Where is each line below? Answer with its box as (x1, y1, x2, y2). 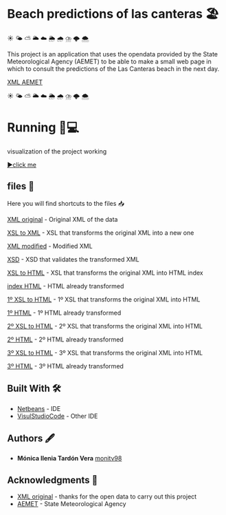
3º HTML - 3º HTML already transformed (7, 361, 124, 370)
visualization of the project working (7, 147, 107, 156)
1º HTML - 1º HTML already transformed (7, 308, 122, 317)
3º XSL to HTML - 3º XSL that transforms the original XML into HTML (7, 348, 203, 357)
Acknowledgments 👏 (7, 474, 98, 486)
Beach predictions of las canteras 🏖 (7, 6, 220, 22)
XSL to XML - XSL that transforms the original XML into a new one (7, 229, 194, 237)
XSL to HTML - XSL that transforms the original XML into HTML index (7, 269, 204, 277)
